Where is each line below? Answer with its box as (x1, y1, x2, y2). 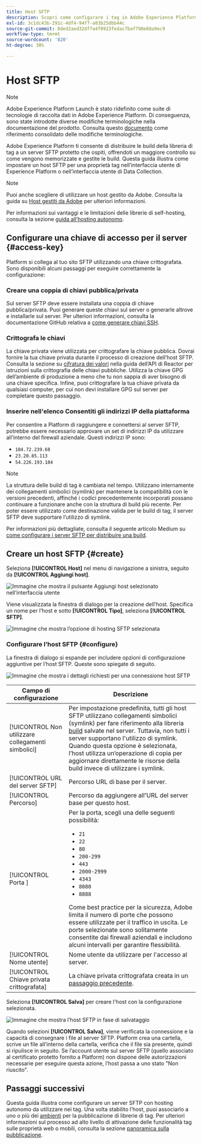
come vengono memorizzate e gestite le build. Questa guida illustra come (6, 154, 189, 162)
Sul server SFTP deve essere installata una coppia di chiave (6, 299, 155, 307)
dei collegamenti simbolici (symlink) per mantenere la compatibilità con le (6, 488, 188, 495)
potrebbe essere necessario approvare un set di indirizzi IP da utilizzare (6, 427, 184, 435)
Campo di (22, 686, 50, 694)
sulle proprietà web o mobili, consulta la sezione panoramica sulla (6, 1125, 170, 1132)
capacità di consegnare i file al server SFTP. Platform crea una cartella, (6, 1034, 182, 1041)
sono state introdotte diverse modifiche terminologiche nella (6, 118, 156, 125)
